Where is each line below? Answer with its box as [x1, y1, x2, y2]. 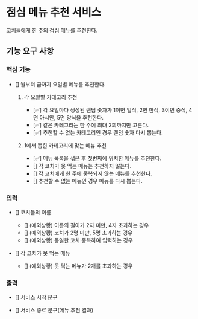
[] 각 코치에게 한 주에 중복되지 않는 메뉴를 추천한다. [32, 170, 152, 177]
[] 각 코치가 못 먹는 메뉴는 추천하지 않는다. [32, 162, 132, 169]
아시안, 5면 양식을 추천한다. [39, 114, 104, 121]
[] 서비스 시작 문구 [14, 294, 58, 301]
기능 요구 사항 [6, 46, 54, 56]
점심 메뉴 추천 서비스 [6, 5, 101, 19]
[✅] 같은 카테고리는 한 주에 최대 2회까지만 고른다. [32, 121, 149, 129]
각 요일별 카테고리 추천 [23, 93, 78, 100]
